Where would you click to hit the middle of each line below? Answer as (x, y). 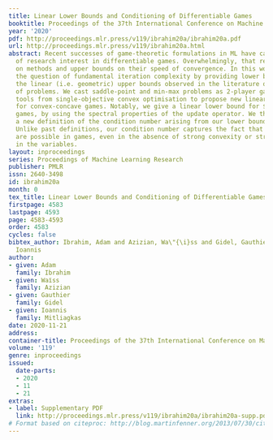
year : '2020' (30, 31)
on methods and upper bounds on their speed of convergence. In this (136, 69)
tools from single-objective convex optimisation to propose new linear (141, 99)
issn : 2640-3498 (36, 175)
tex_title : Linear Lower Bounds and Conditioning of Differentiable (127, 197)
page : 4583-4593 (36, 220)
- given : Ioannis (38, 310)
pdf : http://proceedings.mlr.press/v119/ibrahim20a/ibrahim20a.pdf (125, 39)
